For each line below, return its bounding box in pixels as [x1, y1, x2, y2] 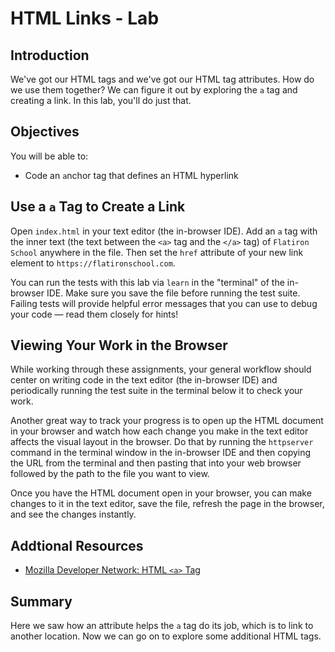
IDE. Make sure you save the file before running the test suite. [46, 287, 301, 299]
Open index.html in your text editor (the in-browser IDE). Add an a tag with [10, 225, 318, 237]
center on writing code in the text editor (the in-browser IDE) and [10, 374, 278, 386]
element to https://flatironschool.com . [10, 257, 176, 269]
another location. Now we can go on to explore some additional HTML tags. [10, 630, 322, 642]
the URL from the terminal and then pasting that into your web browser [10, 457, 302, 469]
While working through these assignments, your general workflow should [10, 363, 312, 376]
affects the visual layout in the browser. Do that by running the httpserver [10, 436, 314, 448]
